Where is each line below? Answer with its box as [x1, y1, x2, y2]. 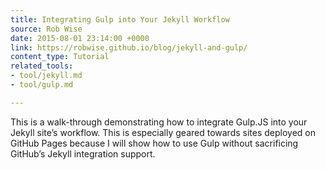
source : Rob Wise [10, 24, 83, 34]
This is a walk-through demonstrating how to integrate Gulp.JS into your [10, 116, 308, 128]
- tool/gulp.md [10, 80, 74, 90]
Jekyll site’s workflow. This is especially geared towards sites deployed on [10, 126, 317, 138]
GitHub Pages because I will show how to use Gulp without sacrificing [10, 137, 299, 149]
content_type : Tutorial [10, 52, 110, 62]
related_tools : [10, 61, 74, 71]
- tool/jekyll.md [10, 71, 83, 81]
